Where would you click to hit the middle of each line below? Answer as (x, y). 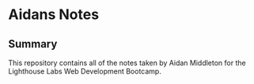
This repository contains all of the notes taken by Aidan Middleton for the (127, 63)
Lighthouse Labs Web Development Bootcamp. (85, 71)
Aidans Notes (54, 15)
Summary (33, 44)
